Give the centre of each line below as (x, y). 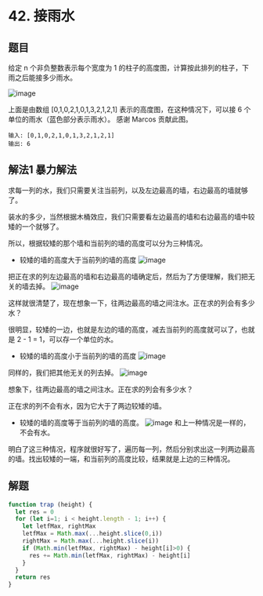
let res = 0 (35, 512)
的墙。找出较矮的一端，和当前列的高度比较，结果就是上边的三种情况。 (121, 459)
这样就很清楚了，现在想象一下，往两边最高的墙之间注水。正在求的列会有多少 (131, 303)
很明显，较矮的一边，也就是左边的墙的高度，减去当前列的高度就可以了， (124, 329)
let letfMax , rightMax (59, 526)
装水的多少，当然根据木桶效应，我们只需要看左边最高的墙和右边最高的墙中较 (131, 216)
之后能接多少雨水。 (45, 78)
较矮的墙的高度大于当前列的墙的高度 (78, 260)
